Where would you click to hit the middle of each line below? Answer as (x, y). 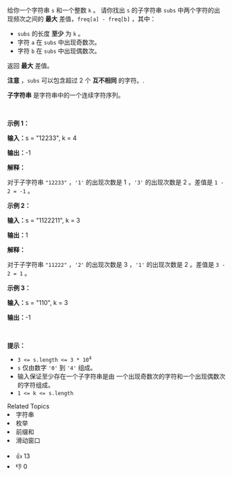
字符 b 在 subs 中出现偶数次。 (59, 51)
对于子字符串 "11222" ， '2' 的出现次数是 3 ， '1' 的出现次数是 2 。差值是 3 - (116, 264)
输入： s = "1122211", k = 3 (44, 220)
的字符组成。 (35, 385)
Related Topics (28, 406)
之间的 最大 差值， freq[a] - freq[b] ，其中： (91, 19)
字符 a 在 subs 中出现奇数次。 (59, 42)
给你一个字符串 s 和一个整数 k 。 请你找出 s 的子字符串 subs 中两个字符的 (111, 10)
